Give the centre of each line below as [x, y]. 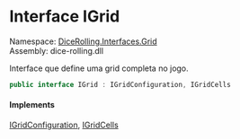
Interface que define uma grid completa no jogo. [99, 68]
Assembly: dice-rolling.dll [57, 50]
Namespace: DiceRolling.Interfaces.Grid [83, 41]
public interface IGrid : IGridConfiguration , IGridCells [120, 84]
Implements [32, 105]
